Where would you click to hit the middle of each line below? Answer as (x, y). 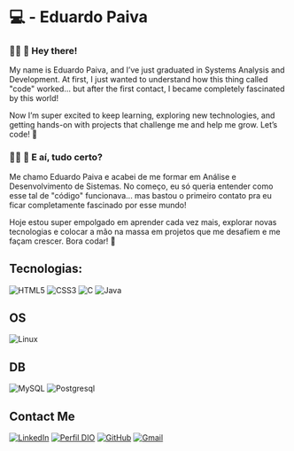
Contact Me (42, 416)
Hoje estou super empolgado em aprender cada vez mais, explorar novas (143, 222)
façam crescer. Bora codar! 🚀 (63, 241)
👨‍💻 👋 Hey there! (43, 51)
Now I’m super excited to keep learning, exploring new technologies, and (142, 115)
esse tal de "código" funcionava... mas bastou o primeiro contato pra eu (140, 195)
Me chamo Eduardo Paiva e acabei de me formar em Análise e (123, 176)
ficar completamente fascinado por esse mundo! (98, 205)
